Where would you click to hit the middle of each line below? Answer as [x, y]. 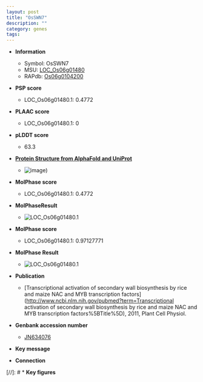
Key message [32, 349]
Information [30, 52]
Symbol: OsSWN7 [46, 64]
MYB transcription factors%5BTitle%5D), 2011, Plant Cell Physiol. [105, 313]
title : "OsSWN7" [27, 18]
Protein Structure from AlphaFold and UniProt [73, 159]
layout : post [23, 12]
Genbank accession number [51, 326]
